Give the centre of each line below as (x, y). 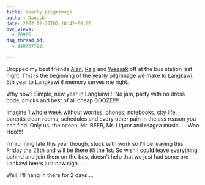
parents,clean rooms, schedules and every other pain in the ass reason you (101, 119)
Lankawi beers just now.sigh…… (47, 163)
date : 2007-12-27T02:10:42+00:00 (49, 23)
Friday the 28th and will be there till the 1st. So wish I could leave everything (102, 150)
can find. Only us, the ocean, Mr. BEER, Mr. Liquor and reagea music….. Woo (103, 125)
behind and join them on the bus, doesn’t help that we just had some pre (98, 156)
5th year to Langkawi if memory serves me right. (68, 82)
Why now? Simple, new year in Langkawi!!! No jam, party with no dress (96, 94)
